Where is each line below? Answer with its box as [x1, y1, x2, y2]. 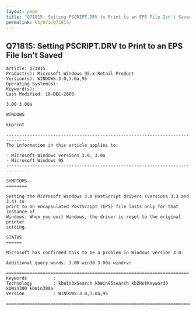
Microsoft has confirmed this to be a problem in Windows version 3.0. [6, 250, 184, 256]
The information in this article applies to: [6, 143, 118, 148]
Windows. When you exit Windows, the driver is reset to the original [6, 214, 181, 220]
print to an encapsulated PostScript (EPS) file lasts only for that [6, 204, 179, 210]
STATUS [6, 234, 22, 240]
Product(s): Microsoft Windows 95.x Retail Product [6, 71, 134, 77]
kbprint [6, 122, 25, 128]
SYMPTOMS [6, 178, 27, 184]
